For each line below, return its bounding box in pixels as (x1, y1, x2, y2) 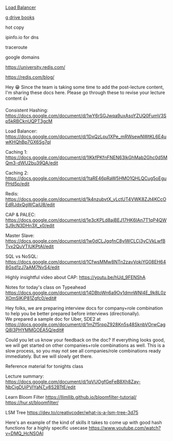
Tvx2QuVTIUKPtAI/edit (5, 244, 54, 249)
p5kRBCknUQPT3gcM (5, 118, 53, 124)
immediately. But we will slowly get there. (5, 353, 93, 359)
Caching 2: (5, 170, 29, 176)
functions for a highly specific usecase (5, 425, 88, 431)
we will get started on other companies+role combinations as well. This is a (5, 342, 165, 348)
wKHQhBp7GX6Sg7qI (5, 139, 51, 145)
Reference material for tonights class (5, 363, 83, 369)
